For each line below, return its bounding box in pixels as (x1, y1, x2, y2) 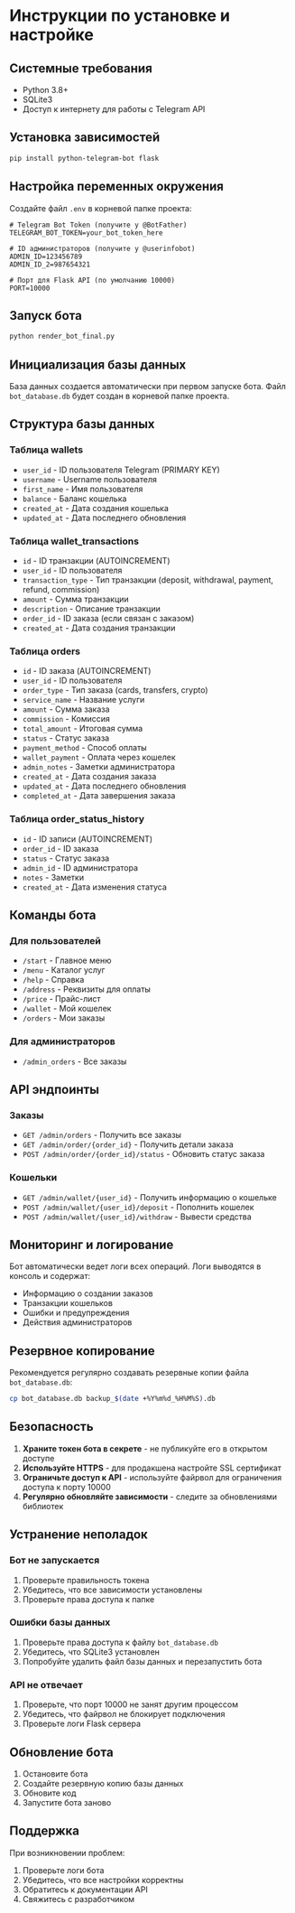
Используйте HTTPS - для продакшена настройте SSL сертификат (22, 1462, 282, 1473)
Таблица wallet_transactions (9, 535, 140, 547)
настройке (9, 24, 95, 45)
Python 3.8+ (22, 85, 69, 95)
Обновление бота (9, 1744, 115, 1759)
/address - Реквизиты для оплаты (22, 984, 152, 994)
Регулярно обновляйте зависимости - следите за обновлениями (22, 1491, 278, 1502)
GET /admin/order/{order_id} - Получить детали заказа (22, 1139, 234, 1150)
